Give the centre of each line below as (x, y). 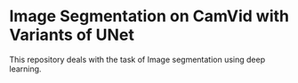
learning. (25, 69)
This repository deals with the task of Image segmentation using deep (137, 59)
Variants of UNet (72, 35)
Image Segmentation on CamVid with (149, 16)
